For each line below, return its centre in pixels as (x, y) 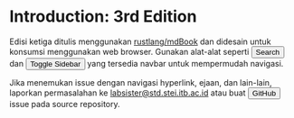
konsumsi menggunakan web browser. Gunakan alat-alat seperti (129, 51)
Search (268, 52)
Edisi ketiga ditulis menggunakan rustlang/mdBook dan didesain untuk (140, 41)
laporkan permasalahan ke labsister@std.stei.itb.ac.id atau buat (128, 93)
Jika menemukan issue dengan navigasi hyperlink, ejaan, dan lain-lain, (141, 82)
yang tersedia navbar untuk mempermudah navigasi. (185, 63)
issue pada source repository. (65, 104)
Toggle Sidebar (56, 64)
